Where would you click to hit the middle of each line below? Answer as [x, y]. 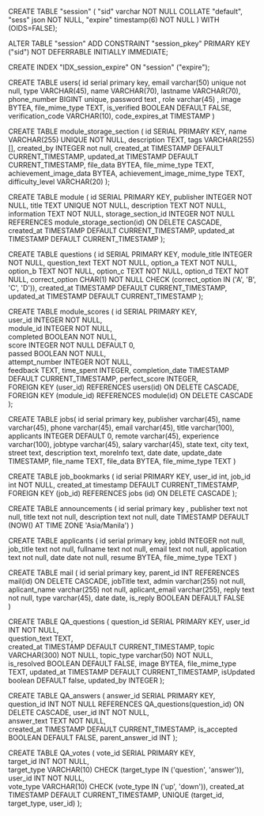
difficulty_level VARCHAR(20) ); [59, 182]
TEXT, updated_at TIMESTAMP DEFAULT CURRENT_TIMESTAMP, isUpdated [132, 672]
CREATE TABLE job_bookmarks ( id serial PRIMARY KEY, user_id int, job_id [130, 476]
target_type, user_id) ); [45, 803]
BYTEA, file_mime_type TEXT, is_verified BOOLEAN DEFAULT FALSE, [120, 107]
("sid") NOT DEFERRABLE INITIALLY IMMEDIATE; [88, 52]
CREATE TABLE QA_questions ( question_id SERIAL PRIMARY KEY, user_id [129, 622]
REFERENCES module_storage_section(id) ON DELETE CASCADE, [115, 222]
